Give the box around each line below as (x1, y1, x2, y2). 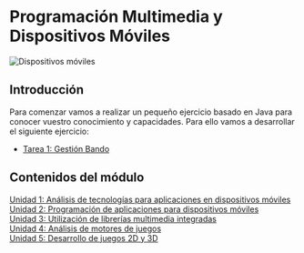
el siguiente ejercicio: (9, 126, 89, 137)
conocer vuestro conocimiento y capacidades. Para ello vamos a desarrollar (9, 116, 296, 126)
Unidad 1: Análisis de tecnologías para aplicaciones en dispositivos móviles (9, 194, 291, 205)
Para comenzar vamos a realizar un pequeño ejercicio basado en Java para (9, 106, 293, 117)
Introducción (9, 82, 85, 97)
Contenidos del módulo (9, 170, 145, 186)
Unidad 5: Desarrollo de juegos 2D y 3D (9, 232, 158, 243)
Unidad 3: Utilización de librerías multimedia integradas (9, 213, 217, 224)
